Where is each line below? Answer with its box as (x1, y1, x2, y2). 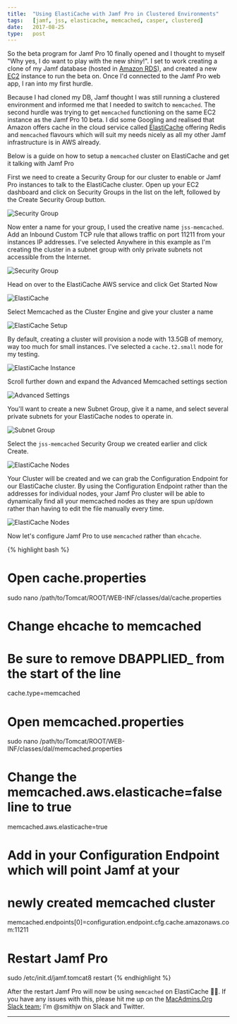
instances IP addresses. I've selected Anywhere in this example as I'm (7, 238, 212, 246)
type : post (7, 30, 46, 37)
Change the (7, 769, 78, 785)
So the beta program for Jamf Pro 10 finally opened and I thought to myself (7, 49, 226, 58)
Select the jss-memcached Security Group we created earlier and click (7, 439, 208, 448)
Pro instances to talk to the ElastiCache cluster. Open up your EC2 (7, 181, 200, 189)
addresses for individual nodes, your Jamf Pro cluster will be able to (7, 489, 205, 498)
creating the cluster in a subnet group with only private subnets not (7, 245, 203, 254)
